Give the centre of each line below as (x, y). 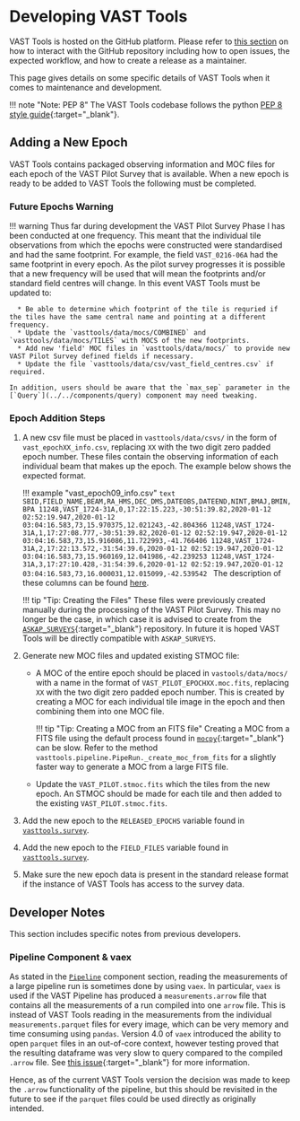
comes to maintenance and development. (86, 87)
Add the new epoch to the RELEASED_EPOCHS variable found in (133, 821)
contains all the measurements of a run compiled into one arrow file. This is (148, 1005)
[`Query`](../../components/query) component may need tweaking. (133, 396)
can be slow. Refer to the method (97, 748)
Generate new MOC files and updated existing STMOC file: (131, 656)
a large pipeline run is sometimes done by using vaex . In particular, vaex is (145, 986)
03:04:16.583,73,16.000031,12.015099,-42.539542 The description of (152, 574)
